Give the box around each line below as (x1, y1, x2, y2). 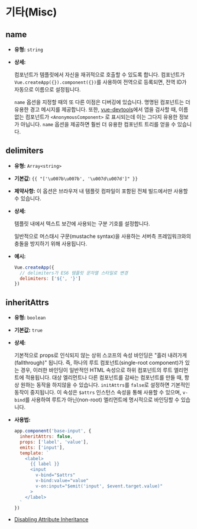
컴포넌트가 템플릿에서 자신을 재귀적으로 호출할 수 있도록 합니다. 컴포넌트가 (14, 71, 185, 78)
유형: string (14, 46, 44, 53)
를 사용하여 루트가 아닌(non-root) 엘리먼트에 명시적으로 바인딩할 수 (25, 396, 180, 403)
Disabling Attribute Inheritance (14, 516, 89, 523)
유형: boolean (14, 314, 46, 321)
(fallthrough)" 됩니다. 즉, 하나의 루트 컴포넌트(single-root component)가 (14, 359, 184, 367)
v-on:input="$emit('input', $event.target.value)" (35, 483, 163, 489)
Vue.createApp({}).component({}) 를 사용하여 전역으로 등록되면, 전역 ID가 (14, 78, 187, 85)
